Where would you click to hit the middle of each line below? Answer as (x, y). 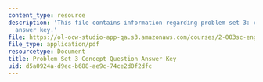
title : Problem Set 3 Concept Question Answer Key (92, 59)
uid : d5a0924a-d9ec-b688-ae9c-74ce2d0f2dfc (80, 66)
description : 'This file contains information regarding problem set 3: (129, 23)
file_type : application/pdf (54, 45)
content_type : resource (47, 15)
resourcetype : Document (47, 52)
